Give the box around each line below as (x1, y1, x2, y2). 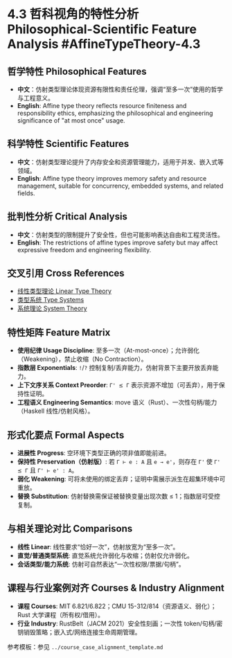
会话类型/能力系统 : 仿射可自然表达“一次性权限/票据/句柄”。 (17, 560, 185, 568)
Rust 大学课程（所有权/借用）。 (17, 610, 105, 619)
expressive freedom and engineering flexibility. (17, 245, 152, 254)
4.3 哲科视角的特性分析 (7, 6, 139, 22)
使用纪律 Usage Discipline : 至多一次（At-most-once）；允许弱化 (17, 346, 199, 355)
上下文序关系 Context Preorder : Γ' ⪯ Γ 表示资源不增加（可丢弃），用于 (17, 381, 220, 389)
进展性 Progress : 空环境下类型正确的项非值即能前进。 (17, 449, 171, 457)
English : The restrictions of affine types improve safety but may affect (17, 238, 218, 247)
